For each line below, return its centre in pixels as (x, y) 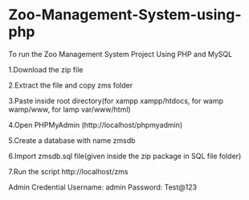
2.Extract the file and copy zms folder (71, 85)
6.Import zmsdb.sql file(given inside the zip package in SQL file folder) (125, 156)
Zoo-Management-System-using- (125, 15)
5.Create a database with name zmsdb (72, 140)
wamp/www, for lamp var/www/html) (69, 109)
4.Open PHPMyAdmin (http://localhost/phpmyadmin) (96, 124)
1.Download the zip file (46, 69)
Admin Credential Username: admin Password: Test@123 (103, 187)
